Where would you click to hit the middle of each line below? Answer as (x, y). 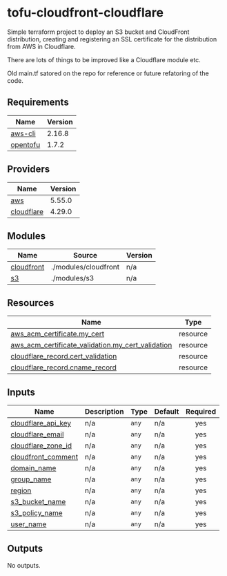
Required (201, 411)
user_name (29, 524)
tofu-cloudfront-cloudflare (86, 13)
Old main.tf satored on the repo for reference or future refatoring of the (108, 73)
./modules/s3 (72, 278)
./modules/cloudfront (85, 267)
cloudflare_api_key (41, 423)
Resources (31, 303)
